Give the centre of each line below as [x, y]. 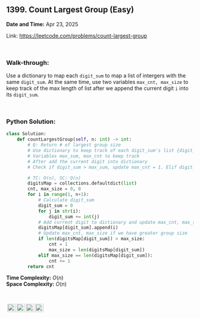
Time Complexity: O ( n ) [35, 278]
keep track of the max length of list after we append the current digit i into [97, 88]
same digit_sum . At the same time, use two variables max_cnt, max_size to [97, 82]
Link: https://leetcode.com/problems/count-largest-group [77, 36]
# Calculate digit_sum [66, 200]
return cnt [41, 266]
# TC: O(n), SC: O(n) [54, 178]
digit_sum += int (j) [74, 217]
